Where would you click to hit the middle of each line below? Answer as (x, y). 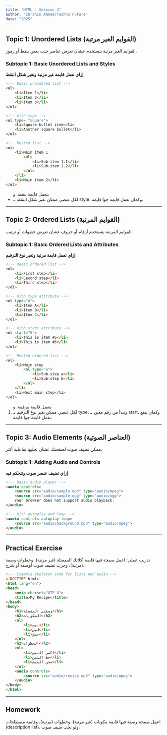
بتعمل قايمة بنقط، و (31, 194)
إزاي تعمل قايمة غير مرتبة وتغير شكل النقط (45, 74)
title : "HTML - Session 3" (33, 10)
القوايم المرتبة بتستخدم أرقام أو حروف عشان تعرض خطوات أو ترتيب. (69, 232)
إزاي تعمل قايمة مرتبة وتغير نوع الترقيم (41, 255)
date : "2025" (19, 19)
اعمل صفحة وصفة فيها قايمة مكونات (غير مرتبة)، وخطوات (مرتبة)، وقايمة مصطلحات (83, 722)
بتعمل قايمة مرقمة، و (32, 407)
